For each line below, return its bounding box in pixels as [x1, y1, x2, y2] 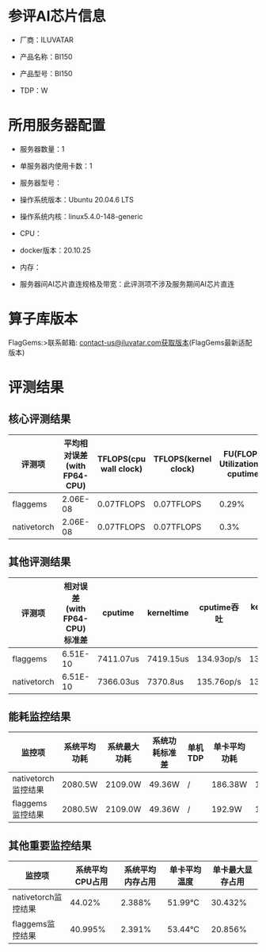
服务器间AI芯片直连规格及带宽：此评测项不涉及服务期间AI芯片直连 [19, 279, 235, 288]
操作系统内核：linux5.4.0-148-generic [19, 211, 144, 221]
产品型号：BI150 [19, 68, 73, 78]
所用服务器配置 [8, 117, 106, 135]
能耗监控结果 [8, 710, 71, 723]
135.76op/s [196, 676, 241, 687]
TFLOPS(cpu [97, 453, 146, 464]
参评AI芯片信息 [8, 7, 106, 25]
